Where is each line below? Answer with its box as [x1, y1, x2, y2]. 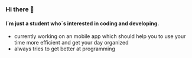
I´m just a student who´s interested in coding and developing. [5, 20, 160, 27]
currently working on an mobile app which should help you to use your [14, 33, 186, 40]
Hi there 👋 [5, 5, 35, 13]
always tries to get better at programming [14, 45, 116, 52]
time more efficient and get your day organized [14, 39, 129, 46]
